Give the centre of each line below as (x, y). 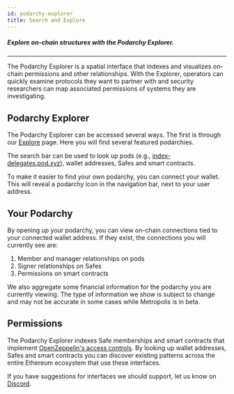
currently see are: (32, 245)
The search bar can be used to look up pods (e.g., (79, 156)
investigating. (26, 96)
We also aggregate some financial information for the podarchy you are (110, 287)
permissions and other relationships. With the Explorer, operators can (124, 74)
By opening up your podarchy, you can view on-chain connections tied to (112, 230)
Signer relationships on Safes (60, 266)
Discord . (19, 384)
